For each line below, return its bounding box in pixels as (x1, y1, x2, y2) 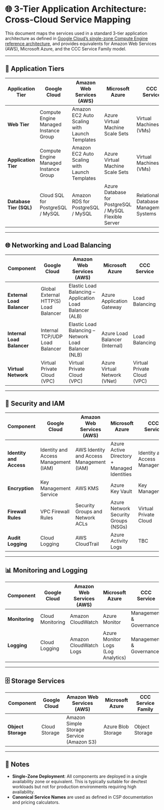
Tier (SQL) (7, 204, 32, 211)
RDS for (72, 198, 90, 205)
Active (110, 446, 125, 453)
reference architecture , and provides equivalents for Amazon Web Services (5, 41, 157, 46)
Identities (110, 471, 132, 478)
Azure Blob (103, 723, 129, 730)
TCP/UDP (41, 333, 63, 340)
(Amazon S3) (66, 739, 97, 745)
